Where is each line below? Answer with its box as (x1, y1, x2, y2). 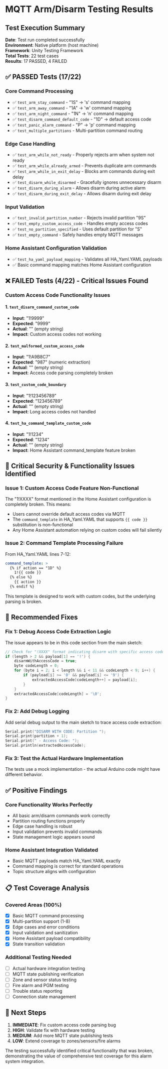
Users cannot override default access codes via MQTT (12, 511, 125, 517)
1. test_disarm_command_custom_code (5, 304, 79, 310)
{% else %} (9, 575, 32, 580)
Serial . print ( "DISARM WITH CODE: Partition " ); (5, 729, 106, 734)
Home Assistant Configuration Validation (5, 245, 107, 252)
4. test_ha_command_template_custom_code (5, 420, 91, 426)
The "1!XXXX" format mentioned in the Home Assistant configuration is (5, 496, 151, 502)
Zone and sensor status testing (12, 977, 76, 983)
